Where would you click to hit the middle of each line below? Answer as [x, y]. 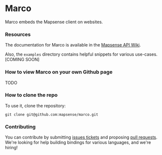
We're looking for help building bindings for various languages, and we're [78, 142]
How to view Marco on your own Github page [59, 72]
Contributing [20, 126]
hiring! [11, 148]
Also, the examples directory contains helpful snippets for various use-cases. [81, 54]
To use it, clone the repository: [36, 106]
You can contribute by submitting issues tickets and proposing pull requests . [81, 137]
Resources [18, 34]
